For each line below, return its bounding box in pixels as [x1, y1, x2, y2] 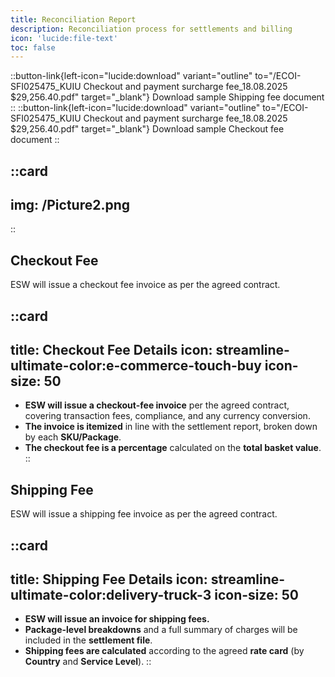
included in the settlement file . [24, 634, 153, 646]
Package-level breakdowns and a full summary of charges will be [24, 624, 298, 636]
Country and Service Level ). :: [24, 656, 152, 668]
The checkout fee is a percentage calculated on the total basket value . [24, 442, 322, 454]
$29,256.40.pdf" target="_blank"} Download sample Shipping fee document [10, 91, 325, 103]
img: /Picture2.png [10, 197, 131, 214]
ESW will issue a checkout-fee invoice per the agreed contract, [24, 399, 290, 411]
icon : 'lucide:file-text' [10, 33, 118, 43]
